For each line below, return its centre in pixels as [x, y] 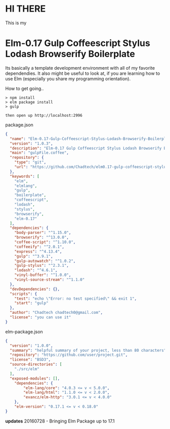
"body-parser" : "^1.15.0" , [43, 233]
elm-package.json [24, 331]
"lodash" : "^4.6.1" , [36, 270]
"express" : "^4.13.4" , [38, 251]
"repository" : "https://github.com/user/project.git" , [69, 355]
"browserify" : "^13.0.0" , [42, 237]
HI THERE [26, 9]
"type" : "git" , [30, 162]
